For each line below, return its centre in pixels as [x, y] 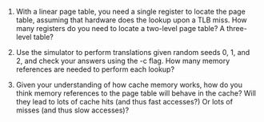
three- [237, 28]
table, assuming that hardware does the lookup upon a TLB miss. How [131, 20]
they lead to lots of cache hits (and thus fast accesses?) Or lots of [124, 102]
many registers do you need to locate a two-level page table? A [120, 28]
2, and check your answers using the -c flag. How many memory [123, 61]
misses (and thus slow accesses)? [72, 110]
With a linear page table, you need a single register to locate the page [130, 12]
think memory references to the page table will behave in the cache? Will [136, 93]
